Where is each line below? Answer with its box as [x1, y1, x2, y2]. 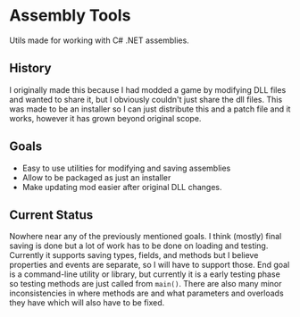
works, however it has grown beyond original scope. [9, 113, 202, 123]
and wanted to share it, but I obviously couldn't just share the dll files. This [9, 94, 283, 104]
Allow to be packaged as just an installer [21, 171, 171, 183]
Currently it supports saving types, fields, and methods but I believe [9, 250, 259, 261]
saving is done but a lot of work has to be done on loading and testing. [9, 240, 269, 251]
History [9, 61, 52, 76]
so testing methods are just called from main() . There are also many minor [9, 279, 283, 289]
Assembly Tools [9, 5, 131, 26]
